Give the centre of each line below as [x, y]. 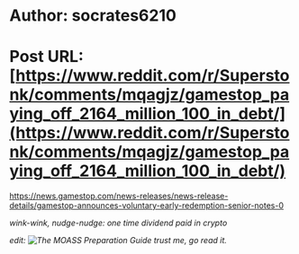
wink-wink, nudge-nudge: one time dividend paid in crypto [118, 223]
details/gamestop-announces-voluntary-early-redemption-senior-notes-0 [146, 206]
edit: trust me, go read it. [118, 241]
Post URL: [46, 57]
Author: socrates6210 [93, 16]
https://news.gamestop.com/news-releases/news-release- [119, 196]
